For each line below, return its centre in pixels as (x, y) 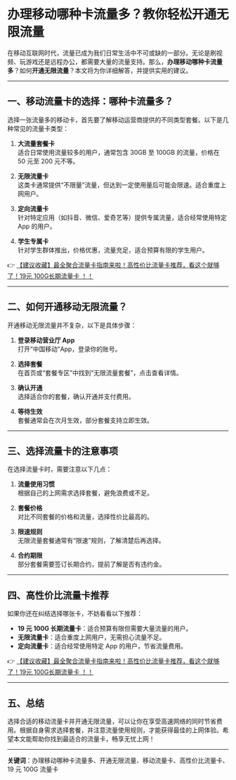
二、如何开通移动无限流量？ (67, 307)
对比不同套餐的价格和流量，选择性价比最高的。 (85, 517)
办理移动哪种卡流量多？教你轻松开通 (112, 14)
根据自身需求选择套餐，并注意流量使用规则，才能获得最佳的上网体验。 (121, 730)
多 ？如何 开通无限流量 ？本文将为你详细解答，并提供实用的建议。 (99, 70)
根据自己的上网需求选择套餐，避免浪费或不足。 (85, 493)
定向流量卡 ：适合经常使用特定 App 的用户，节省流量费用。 (102, 646)
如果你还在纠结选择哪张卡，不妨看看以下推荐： (75, 614)
